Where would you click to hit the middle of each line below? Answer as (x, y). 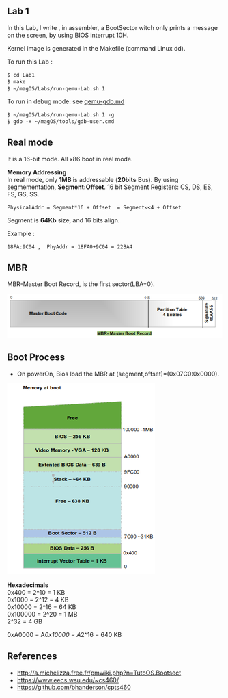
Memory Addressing (37, 172)
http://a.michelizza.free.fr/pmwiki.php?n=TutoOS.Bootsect (99, 673)
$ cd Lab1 (21, 75)
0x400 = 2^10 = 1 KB (36, 592)
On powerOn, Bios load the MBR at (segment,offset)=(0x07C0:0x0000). (118, 374)
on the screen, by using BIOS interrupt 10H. (68, 35)
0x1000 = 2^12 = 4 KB (38, 599)
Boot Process (36, 358)
